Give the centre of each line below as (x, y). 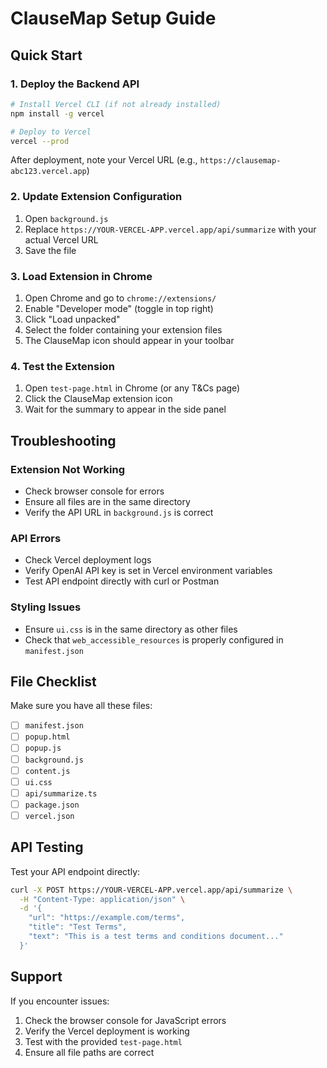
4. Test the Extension (62, 366)
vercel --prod (40, 141)
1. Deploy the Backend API (75, 84)
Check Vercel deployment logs (88, 560)
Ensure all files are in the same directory (107, 501)
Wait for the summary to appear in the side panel (125, 409)
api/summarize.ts (61, 793)
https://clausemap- (240, 161)
